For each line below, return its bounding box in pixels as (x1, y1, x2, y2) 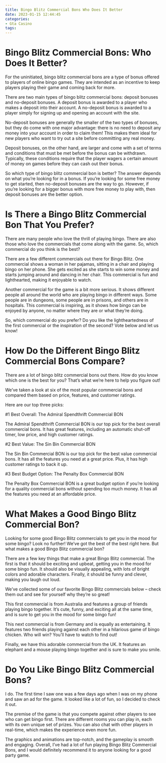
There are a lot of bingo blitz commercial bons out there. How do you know (5, 372, 159, 378)
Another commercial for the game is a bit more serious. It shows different (5, 287, 155, 293)
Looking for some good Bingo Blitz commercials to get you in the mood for (5, 535, 157, 541)
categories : (5, 16, 30, 21)
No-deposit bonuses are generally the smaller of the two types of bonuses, (5, 119, 159, 125)
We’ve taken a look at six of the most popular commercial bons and (5, 387, 143, 393)
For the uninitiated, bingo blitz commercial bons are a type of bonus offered (5, 74, 160, 80)
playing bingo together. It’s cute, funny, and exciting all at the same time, (5, 606, 153, 612)
